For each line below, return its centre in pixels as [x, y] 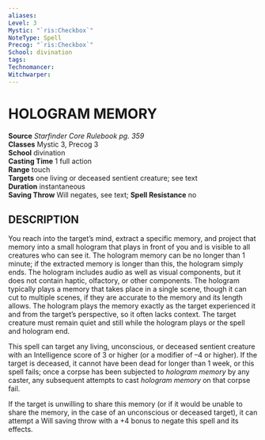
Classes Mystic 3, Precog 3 [53, 144]
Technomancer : [32, 67]
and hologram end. [39, 331]
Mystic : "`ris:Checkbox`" [51, 30]
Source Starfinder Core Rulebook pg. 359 [76, 136]
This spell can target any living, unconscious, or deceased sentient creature [132, 346]
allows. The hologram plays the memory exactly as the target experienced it [132, 306]
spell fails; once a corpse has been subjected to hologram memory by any [129, 372]
